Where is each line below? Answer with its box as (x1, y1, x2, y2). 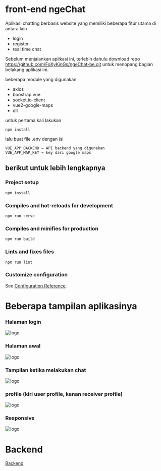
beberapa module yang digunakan (5, 76, 77, 82)
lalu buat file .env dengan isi (5, 136, 64, 142)
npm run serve (5, 213, 35, 218)
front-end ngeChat (5, 4, 86, 15)
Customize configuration (5, 271, 68, 278)
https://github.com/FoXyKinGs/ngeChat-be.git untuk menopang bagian (5, 61, 153, 67)
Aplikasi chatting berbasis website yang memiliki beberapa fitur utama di (5, 20, 156, 26)
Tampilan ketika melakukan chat (5, 367, 86, 374)
